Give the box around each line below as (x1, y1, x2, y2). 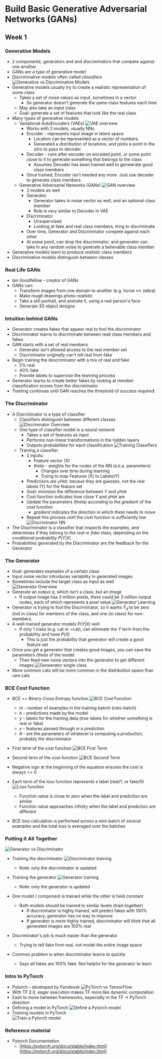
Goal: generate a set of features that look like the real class (19, 110, 136, 116)
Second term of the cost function (12, 755, 78, 761)
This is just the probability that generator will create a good (26, 636, 144, 642)
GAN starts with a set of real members (12, 342, 88, 348)
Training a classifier (19, 447, 59, 453)
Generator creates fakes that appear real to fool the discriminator (12, 326, 141, 332)
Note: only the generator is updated (19, 884, 90, 890)
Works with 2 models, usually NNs (26, 125, 95, 131)
